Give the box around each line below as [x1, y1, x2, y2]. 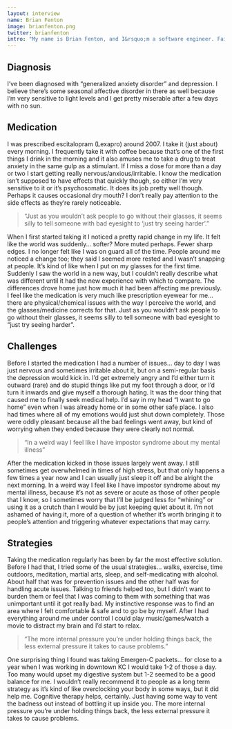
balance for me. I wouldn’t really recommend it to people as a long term [7, 677, 211, 686]
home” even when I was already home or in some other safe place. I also [7, 403, 214, 411]
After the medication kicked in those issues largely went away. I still [7, 459, 199, 467]
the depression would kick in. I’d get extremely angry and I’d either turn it [7, 373, 215, 381]
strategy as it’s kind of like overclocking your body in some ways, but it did [7, 685, 220, 693]
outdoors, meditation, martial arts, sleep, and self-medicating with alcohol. [7, 570, 219, 579]
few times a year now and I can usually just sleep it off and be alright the [7, 473, 213, 481]
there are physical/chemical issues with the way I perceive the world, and [7, 298, 216, 307]
